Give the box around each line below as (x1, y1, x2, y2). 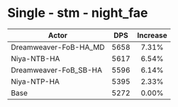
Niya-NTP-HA (11, 76, 60, 86)
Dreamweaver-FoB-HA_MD (11, 42, 105, 52)
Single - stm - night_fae (7, 5, 148, 21)
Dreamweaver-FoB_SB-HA (11, 65, 103, 75)
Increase (137, 30, 168, 40)
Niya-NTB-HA (11, 53, 60, 63)
